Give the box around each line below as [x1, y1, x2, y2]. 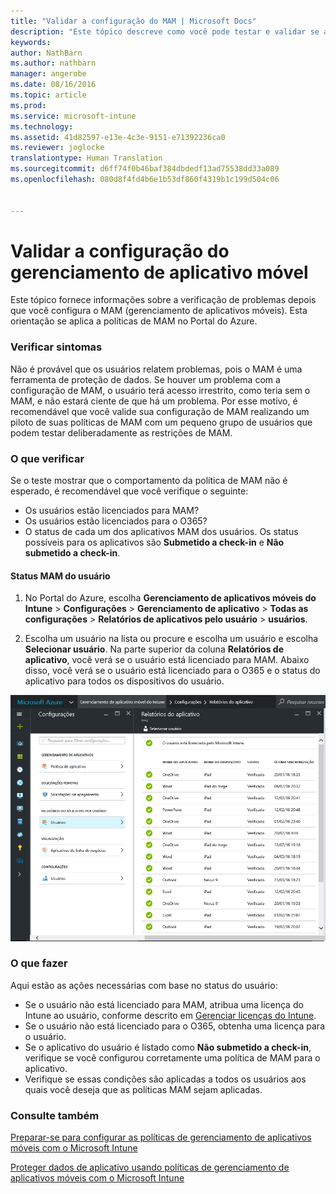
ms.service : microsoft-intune [10, 111, 137, 121]
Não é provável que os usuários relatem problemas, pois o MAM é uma [10, 363, 303, 375]
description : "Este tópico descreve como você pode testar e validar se [10, 26, 320, 37]
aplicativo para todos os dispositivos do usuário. [24, 675, 225, 687]
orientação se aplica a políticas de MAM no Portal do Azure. [10, 315, 258, 327]
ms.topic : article [10, 90, 87, 100]
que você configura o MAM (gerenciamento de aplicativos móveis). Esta [10, 305, 308, 317]
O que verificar [10, 451, 85, 465]
